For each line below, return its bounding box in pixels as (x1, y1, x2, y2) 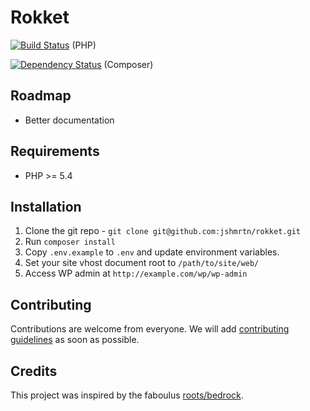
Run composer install (24, 236, 116, 248)
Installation (10, 198, 82, 215)
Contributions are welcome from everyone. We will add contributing (10, 323, 290, 335)
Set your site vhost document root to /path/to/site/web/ (24, 257, 260, 269)
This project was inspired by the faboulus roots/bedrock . (10, 389, 244, 401)
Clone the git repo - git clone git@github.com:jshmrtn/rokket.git (24, 225, 301, 237)
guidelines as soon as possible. (10, 334, 140, 346)
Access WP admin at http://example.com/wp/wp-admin (24, 267, 248, 280)
